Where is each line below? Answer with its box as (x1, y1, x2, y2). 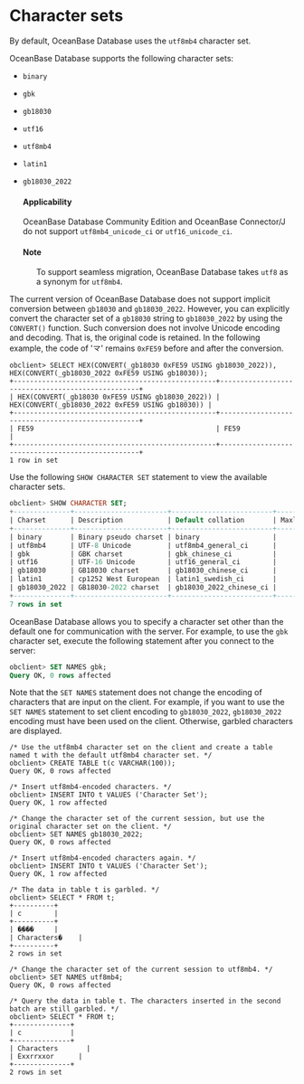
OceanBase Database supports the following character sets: (9, 52, 233, 63)
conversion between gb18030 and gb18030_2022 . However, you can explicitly (9, 304, 290, 315)
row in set (17, 456, 59, 466)
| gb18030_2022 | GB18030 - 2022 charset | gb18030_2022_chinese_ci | (9, 583, 278, 592)
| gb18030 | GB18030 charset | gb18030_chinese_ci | (9, 566, 278, 575)
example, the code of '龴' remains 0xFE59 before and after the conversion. (9, 343, 284, 353)
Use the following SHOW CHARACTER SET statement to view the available (9, 472, 268, 483)
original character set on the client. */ (9, 822, 172, 832)
